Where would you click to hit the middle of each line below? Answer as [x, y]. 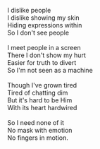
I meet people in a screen [44, 48]
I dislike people [29, 10]
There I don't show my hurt [46, 55]
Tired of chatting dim [38, 93]
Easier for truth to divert [42, 62]
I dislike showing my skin [43, 18]
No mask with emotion [40, 130]
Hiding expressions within [45, 25]
